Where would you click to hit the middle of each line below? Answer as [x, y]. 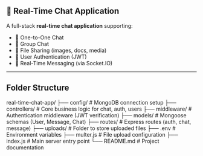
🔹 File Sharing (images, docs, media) [61, 50]
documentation [25, 147]
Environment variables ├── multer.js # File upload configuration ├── [92, 134]
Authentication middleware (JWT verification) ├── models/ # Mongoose [96, 115]
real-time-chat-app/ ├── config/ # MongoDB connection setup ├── [91, 102]
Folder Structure [38, 88]
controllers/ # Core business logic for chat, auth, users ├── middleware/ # [99, 109]
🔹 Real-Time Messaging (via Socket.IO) [64, 63]
